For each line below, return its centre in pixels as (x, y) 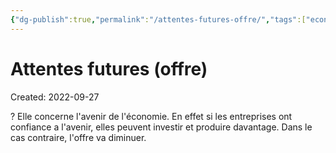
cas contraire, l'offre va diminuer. (78, 137)
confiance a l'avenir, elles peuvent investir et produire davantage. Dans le (161, 127)
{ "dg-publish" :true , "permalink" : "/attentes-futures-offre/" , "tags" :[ (158, 19)
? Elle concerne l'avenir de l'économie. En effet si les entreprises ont (151, 116)
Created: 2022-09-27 (55, 97)
